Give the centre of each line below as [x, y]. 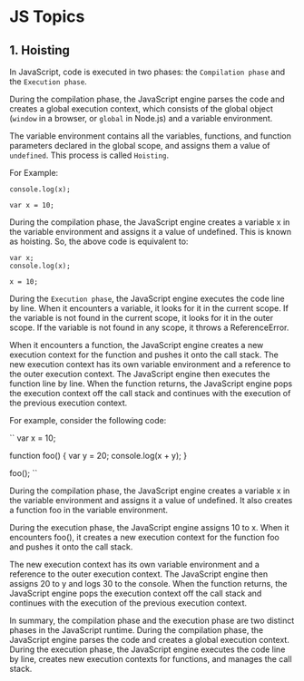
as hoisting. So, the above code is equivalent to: [99, 241]
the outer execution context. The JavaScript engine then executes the [140, 374]
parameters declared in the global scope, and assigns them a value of [140, 146]
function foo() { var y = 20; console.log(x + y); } [98, 456]
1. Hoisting [40, 50]
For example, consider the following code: [88, 420]
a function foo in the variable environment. [89, 510]
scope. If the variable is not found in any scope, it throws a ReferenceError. [149, 327]
